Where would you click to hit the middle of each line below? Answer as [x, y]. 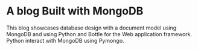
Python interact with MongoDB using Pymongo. [65, 40]
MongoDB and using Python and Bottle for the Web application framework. [99, 34]
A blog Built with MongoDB [75, 11]
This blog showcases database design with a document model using [91, 28]
